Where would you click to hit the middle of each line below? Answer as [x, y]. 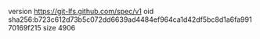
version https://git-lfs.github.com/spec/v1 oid [81, 11]
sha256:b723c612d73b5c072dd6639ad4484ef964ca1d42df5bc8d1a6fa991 [130, 19]
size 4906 [59, 28]
